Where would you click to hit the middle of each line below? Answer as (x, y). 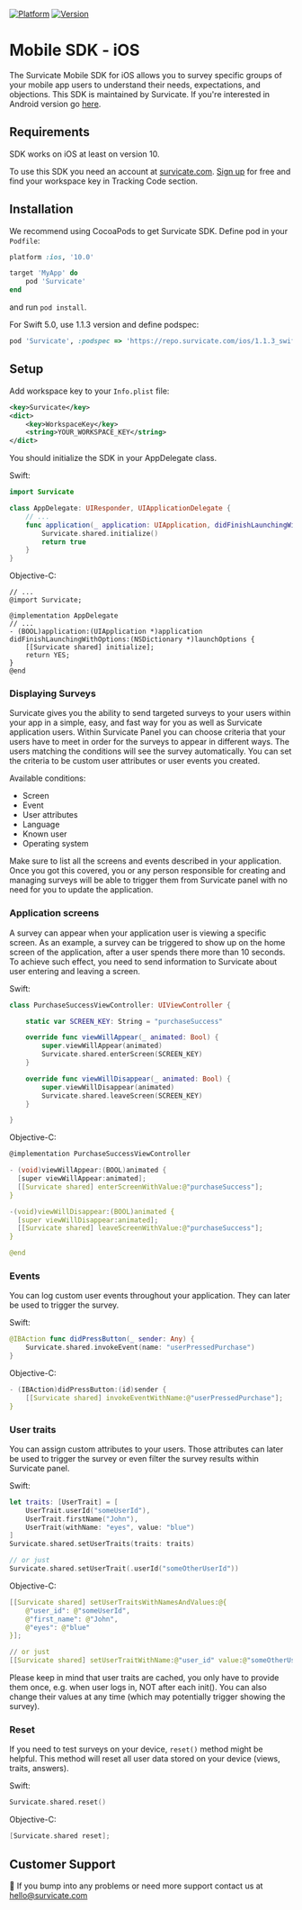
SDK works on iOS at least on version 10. (84, 154)
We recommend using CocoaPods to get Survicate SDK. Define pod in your (149, 231)
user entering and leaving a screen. (75, 971)
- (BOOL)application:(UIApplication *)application (106, 632)
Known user (44, 834)
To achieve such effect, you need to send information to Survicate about (143, 961)
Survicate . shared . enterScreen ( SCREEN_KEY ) (122, 1055)
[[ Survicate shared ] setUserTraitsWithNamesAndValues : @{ (118, 1602)
